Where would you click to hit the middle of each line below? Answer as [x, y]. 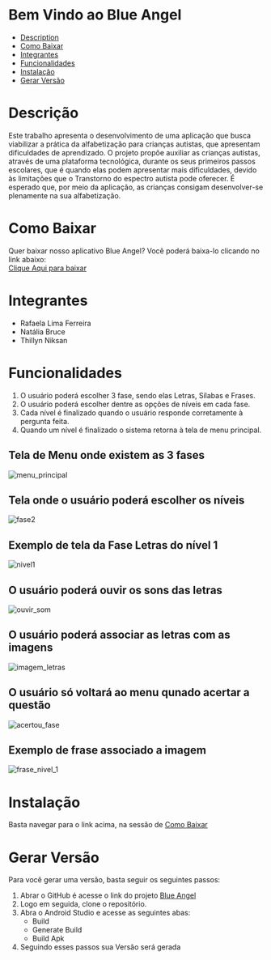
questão [30, 705]
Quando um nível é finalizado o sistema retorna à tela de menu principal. [141, 430]
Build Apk [48, 939]
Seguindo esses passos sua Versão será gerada [100, 947]
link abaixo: [28, 259]
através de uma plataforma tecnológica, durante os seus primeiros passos [132, 161]
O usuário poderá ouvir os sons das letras [115, 590]
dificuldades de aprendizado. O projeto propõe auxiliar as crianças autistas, [134, 152]
